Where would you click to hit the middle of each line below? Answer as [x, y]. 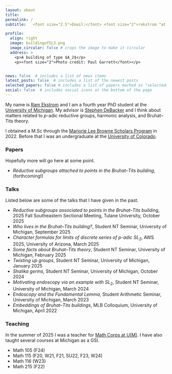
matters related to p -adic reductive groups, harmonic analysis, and [76, 115]
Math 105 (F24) [29, 350]
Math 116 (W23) [29, 361]
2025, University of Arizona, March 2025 [56, 244]
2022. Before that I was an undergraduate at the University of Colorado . [81, 136]
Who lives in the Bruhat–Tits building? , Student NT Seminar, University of [90, 227]
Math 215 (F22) [29, 367]
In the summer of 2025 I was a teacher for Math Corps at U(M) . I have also [84, 335]
